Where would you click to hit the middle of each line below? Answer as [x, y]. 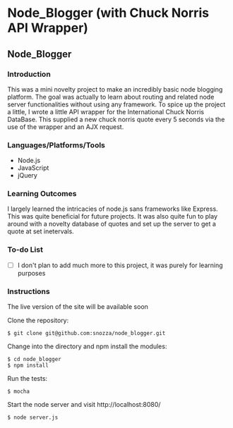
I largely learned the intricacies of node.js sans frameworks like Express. [113, 209]
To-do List [25, 250]
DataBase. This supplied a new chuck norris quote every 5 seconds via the [116, 119]
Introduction [29, 74]
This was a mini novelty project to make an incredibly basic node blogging [115, 89]
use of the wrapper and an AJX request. [66, 127]
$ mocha [19, 392]
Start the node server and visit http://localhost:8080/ [84, 405]
